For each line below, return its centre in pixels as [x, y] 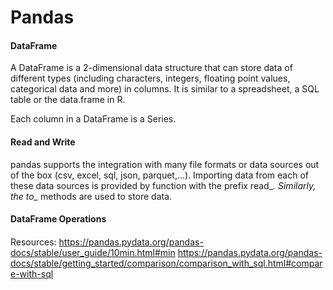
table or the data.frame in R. [68, 100]
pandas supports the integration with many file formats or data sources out [165, 164]
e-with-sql [32, 273]
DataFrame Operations [58, 219]
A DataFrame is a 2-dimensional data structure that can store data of [151, 68]
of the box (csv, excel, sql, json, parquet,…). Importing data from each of [160, 175]
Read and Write [43, 142]
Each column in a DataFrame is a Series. [93, 119]
